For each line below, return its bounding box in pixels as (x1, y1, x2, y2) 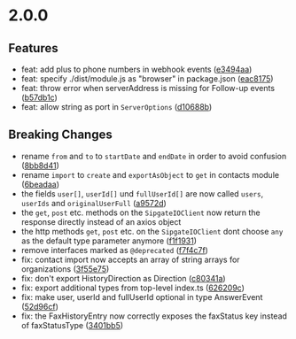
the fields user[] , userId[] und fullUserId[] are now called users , (20, 188, 263, 199)
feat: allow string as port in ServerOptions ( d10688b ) (20, 102, 213, 112)
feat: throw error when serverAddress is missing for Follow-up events (20, 83, 276, 93)
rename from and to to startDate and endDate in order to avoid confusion (20, 150, 287, 161)
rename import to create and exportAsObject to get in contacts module (20, 169, 280, 180)
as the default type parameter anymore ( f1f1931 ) (20, 235, 197, 246)
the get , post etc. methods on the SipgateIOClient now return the (20, 207, 261, 218)
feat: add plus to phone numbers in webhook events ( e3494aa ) (20, 64, 253, 74)
